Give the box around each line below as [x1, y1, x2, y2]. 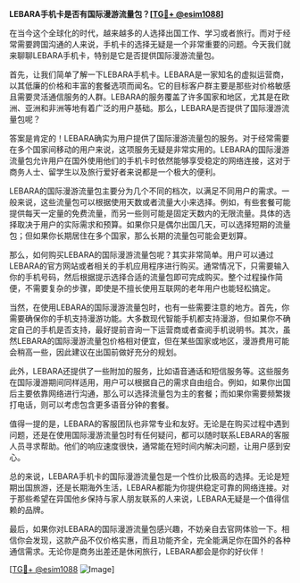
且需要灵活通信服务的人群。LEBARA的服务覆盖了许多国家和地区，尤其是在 [9, 91, 282, 102]
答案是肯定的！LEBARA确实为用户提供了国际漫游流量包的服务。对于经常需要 [9, 133, 290, 143]
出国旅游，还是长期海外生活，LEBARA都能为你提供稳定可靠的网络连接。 [16, 483, 282, 493]
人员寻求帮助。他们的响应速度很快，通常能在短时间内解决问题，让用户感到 [9, 441, 283, 451]
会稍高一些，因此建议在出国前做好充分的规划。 [9, 347, 181, 357]
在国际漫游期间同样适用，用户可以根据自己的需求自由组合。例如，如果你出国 [9, 377, 291, 388]
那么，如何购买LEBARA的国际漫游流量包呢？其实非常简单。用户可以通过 [9, 250, 274, 260]
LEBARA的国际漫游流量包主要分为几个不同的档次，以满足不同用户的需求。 [9, 185, 282, 196]
